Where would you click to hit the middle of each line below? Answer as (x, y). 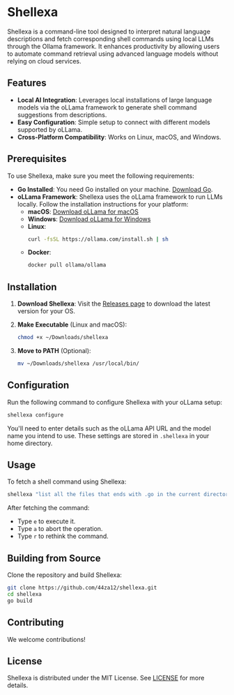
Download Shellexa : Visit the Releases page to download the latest (114, 304)
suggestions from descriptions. (62, 114)
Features (27, 83)
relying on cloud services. (44, 61)
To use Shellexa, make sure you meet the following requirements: (101, 176)
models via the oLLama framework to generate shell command (107, 107)
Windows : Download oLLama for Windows (89, 219)
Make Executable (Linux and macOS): (72, 324)
